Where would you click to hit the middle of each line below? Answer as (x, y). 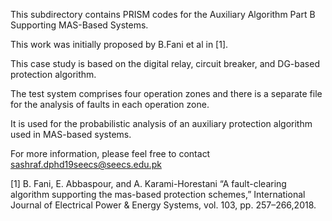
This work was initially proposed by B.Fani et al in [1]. (119, 44)
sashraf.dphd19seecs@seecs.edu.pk (86, 164)
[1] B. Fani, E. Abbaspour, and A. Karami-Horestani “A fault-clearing (148, 183)
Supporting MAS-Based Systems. (79, 25)
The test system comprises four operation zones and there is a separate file (166, 93)
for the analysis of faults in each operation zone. (110, 104)
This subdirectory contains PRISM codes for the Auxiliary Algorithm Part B (163, 14)
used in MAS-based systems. (71, 134)
